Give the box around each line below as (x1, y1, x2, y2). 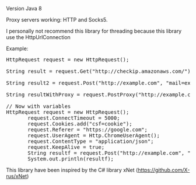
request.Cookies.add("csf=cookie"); (27, 121, 132, 127)
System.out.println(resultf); (27, 156, 114, 162)
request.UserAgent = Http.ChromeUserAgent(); (27, 132, 160, 139)
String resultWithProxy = (6, 92, 80, 98)
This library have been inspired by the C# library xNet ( (6, 166, 138, 173)
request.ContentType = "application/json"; (27, 138, 154, 145)
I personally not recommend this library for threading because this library (6, 27, 182, 34)
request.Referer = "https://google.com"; (27, 127, 148, 133)
